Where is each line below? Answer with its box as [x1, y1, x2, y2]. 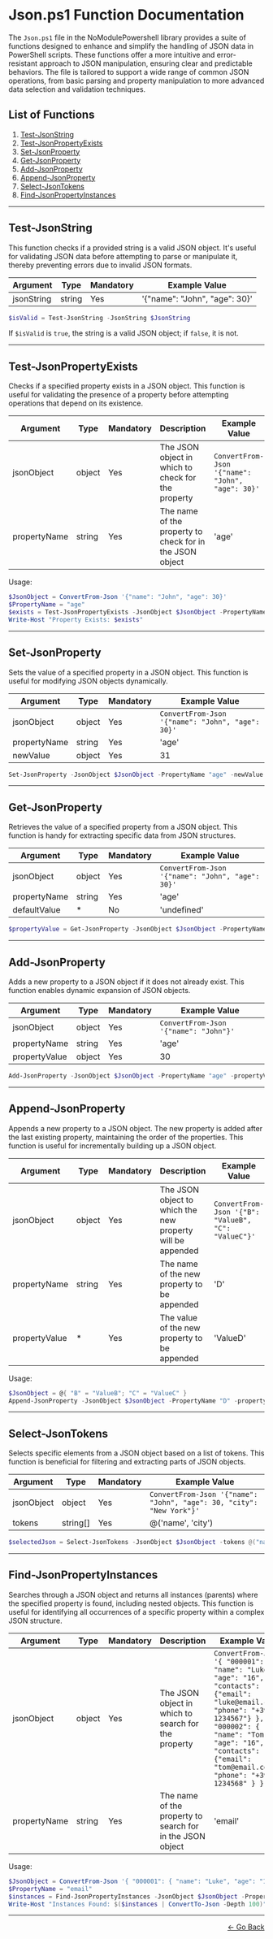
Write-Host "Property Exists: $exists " [8, 615, 144, 623]
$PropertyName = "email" [8, 1885, 93, 1893]
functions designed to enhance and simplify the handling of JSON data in [8, 41, 254, 50]
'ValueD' [214, 1332, 246, 1343]
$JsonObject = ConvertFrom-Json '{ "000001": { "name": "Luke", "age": [8, 1877, 256, 1885]
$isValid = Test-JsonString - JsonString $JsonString [8, 314, 191, 322]
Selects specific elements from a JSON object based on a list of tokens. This [8, 1448, 265, 1458]
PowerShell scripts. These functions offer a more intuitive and [8, 50, 215, 59]
